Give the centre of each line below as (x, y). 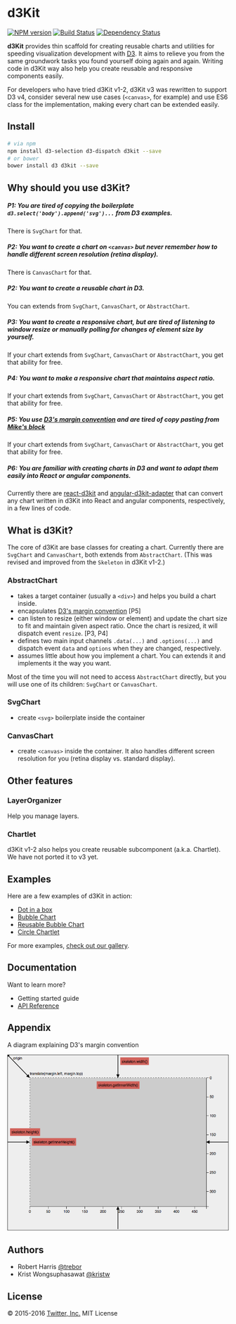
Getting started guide (48, 998)
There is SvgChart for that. (45, 231)
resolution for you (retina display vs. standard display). (96, 759)
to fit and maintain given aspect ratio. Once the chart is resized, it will (117, 625)
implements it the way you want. (64, 663)
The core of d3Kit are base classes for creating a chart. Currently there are (116, 547)
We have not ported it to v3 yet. (53, 857)
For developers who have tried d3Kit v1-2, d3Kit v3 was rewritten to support (117, 89)
